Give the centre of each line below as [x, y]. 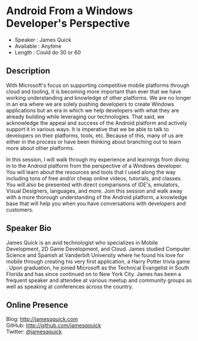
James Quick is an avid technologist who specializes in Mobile [82, 242]
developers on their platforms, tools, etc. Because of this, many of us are [95, 135]
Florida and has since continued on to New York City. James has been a [94, 274]
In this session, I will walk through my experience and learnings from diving [98, 159]
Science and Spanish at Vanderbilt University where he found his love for [95, 255]
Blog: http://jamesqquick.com [42, 319]
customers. [20, 210]
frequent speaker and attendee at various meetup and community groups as [99, 280]
